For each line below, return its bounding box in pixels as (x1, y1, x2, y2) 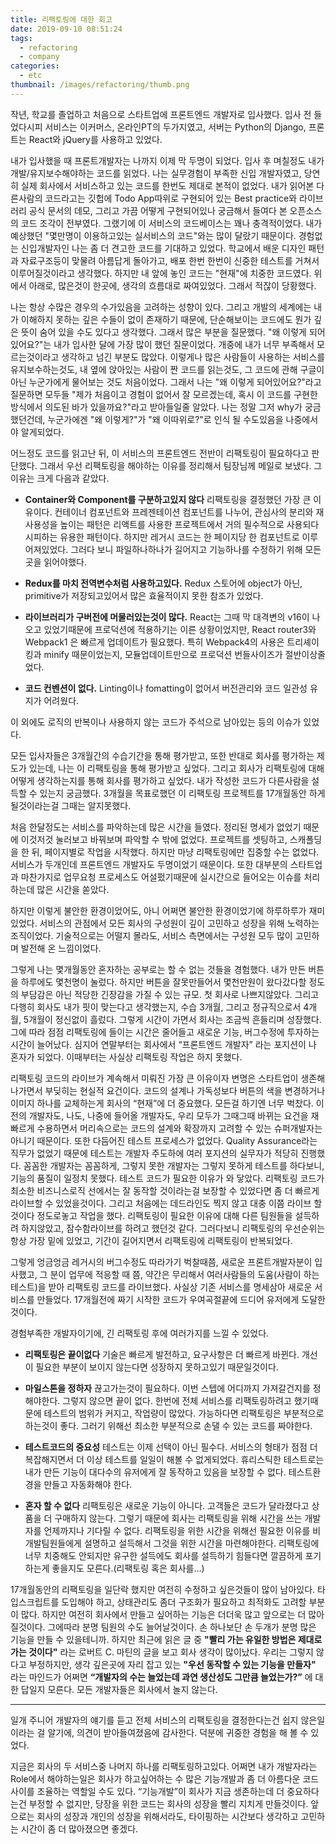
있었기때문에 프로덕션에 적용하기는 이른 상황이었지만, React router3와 (43, 623, 317, 635)
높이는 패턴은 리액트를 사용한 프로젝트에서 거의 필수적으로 (59, 518, 285, 530)
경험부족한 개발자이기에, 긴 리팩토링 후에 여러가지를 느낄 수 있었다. (10, 1327, 270, 1339)
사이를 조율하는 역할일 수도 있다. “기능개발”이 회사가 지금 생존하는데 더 (10, 1785, 285, 1797)
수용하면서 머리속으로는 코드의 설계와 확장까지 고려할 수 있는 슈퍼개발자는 (36, 1122, 323, 1134)
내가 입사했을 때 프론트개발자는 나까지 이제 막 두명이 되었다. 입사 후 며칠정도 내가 (10, 154, 325, 166)
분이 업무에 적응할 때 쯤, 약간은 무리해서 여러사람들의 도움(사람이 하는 (49, 1268, 320, 1280)
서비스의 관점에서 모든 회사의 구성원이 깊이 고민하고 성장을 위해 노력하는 (39, 917, 320, 929)
